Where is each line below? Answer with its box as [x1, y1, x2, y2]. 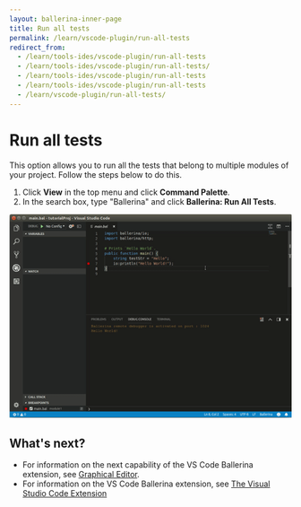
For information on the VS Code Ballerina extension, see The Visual [21, 478, 271, 489]
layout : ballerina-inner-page [9, 14, 123, 23]
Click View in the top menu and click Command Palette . [21, 187, 230, 197]
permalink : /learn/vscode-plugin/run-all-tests [9, 33, 191, 42]
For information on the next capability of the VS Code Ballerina [21, 459, 254, 470]
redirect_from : [9, 43, 66, 52]
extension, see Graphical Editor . [21, 469, 141, 480]
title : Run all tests [9, 23, 90, 33]
